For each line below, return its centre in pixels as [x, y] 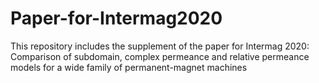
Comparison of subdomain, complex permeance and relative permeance [160, 56]
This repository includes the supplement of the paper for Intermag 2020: [160, 46]
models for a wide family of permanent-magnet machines [129, 67]
